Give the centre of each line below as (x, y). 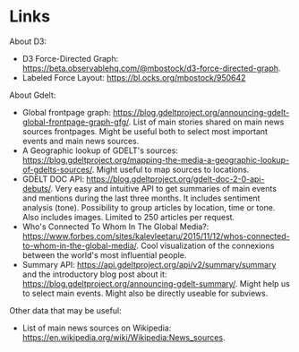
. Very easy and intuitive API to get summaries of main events (164, 188)
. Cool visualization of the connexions (205, 245)
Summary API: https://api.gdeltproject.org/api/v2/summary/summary (149, 264)
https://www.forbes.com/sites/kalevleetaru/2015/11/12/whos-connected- (156, 236)
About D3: (28, 41)
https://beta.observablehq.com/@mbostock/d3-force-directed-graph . (151, 68)
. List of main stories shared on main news (206, 122)
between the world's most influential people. (104, 255)
